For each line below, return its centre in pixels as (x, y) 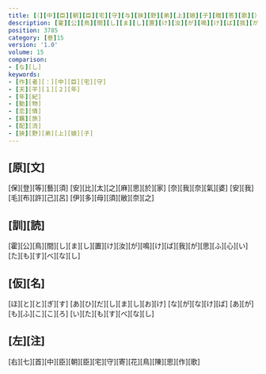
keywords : (25, 74)
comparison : (28, 60)
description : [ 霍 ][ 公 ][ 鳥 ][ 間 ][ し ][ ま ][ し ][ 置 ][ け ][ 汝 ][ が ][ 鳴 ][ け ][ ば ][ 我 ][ (131, 23)
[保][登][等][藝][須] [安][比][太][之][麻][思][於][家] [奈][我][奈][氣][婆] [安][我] (131, 188)
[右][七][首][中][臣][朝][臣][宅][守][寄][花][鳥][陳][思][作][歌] (104, 361)
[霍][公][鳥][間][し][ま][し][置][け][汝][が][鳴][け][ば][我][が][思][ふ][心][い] (128, 246)
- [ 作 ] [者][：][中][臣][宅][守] (57, 82)
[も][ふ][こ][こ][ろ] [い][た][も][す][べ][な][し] (81, 314)
